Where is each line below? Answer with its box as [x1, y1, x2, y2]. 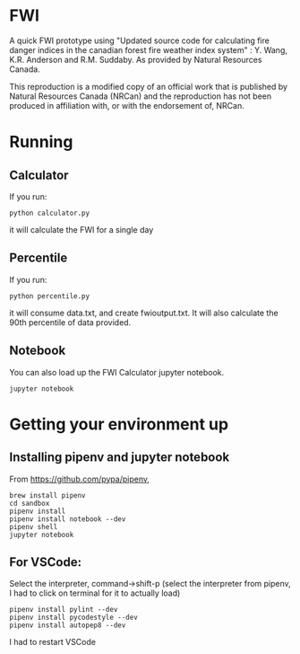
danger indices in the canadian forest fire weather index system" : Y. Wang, [9, 44, 288, 55]
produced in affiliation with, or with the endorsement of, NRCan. [9, 100, 244, 110]
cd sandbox [9, 499, 50, 508]
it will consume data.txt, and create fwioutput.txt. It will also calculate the [9, 307, 279, 318]
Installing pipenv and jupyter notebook [9, 450, 230, 465]
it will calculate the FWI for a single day [9, 224, 154, 234]
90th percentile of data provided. [9, 316, 132, 328]
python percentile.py [9, 291, 90, 301]
